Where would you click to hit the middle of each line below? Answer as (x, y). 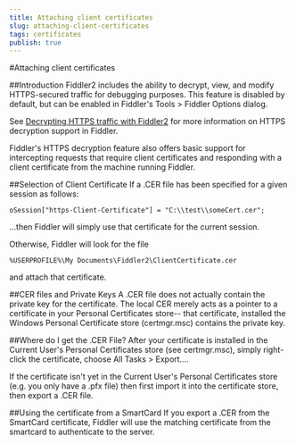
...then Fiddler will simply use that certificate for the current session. (135, 227)
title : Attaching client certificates (81, 17)
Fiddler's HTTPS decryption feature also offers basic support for (128, 148)
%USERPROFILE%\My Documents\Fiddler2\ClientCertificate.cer (123, 261)
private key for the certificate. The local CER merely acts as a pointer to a (144, 304)
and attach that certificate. (58, 277)
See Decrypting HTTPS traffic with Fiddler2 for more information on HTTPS (148, 121)
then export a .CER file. (51, 396)
